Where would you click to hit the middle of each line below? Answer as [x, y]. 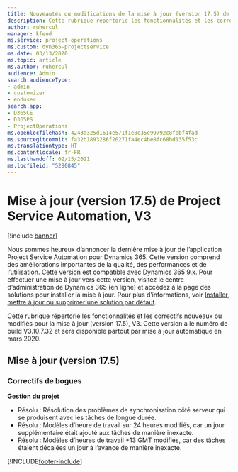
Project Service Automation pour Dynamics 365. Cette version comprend [114, 257]
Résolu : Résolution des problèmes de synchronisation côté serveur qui [121, 410]
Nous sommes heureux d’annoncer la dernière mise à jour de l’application [114, 249]
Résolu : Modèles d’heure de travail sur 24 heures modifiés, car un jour [121, 425]
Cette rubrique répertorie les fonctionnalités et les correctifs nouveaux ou [115, 316]
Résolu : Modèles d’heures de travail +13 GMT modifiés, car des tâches [121, 440]
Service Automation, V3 [79, 215]
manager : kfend [30, 34]
